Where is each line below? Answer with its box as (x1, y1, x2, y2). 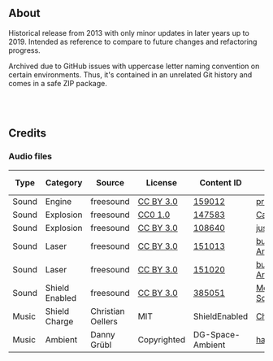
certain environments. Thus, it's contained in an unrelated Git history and (8, 69, 253, 80)
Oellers (90, 315, 118, 327)
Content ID (199, 176, 242, 188)
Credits (8, 126, 47, 141)
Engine (45, 195, 72, 207)
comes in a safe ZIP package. (8, 78, 108, 88)
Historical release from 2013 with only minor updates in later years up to (8, 28, 249, 37)
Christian (90, 305, 125, 316)
